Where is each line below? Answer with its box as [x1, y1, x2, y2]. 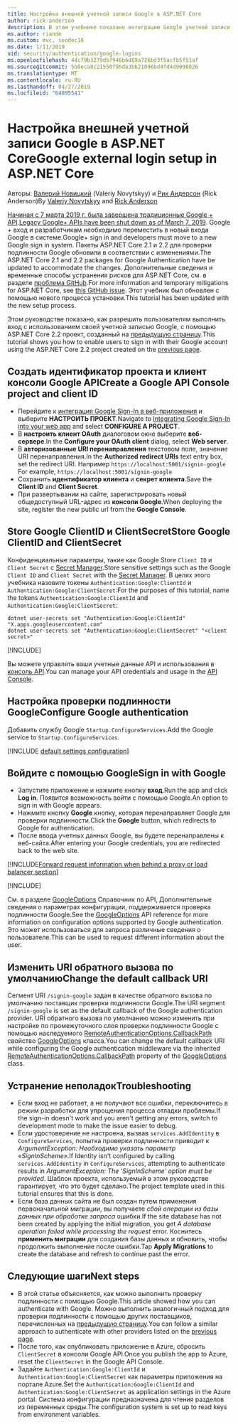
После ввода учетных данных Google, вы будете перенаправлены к [17, 831, 225, 840]
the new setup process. [7, 301, 77, 310]
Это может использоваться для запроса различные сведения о [7, 926, 201, 934]
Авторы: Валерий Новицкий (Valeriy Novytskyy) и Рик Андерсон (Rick [7, 189, 217, 198]
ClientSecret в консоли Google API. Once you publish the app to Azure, [17, 1349, 228, 1358]
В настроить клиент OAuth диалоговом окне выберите [17, 429, 187, 438]
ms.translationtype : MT [7, 70, 78, 77]
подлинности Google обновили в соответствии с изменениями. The [7, 248, 212, 257]
